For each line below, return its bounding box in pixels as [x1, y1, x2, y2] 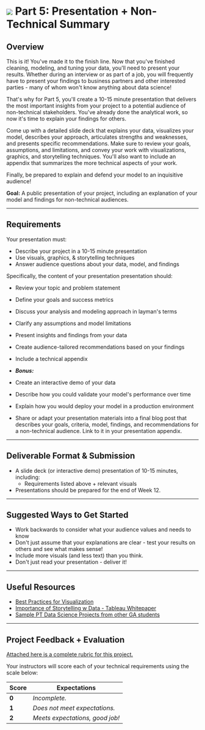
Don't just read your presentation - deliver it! [15, 558, 127, 566]
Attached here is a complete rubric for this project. [6, 651, 133, 658]
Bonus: [15, 367, 34, 374]
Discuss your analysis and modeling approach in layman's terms [15, 307, 178, 315]
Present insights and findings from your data [15, 331, 128, 338]
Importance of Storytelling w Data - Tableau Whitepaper [15, 605, 157, 612]
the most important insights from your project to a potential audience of [6, 102, 186, 109]
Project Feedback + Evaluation [6, 634, 125, 645]
